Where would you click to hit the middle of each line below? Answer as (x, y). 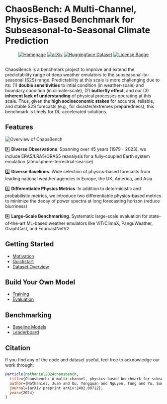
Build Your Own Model (40, 282)
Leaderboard (26, 332)
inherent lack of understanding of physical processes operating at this (78, 96)
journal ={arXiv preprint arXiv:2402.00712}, (56, 388)
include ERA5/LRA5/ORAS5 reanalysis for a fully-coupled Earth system (78, 156)
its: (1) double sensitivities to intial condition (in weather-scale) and (75, 85)
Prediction (27, 41)
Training (21, 294)
